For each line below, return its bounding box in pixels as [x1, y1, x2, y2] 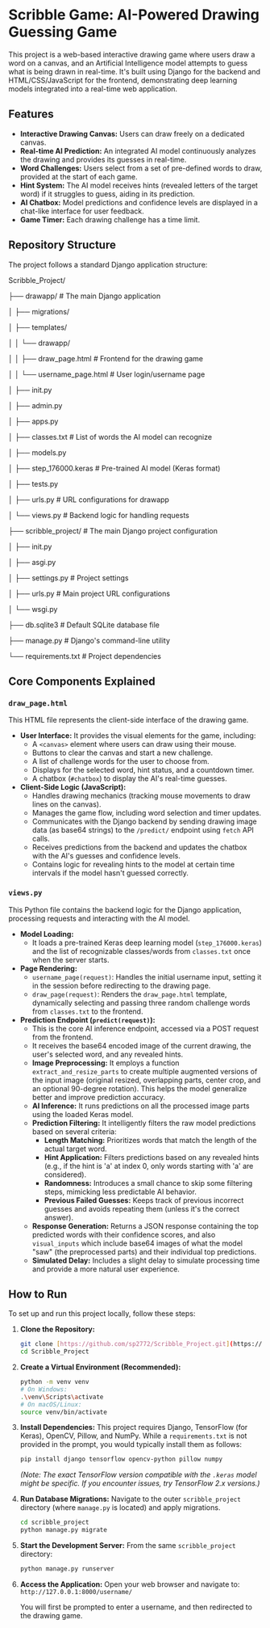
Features [8, 108, 54, 121]
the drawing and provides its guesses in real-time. [19, 154, 187, 164]
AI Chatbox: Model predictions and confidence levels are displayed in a [19, 197, 258, 207]
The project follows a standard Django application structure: [8, 259, 208, 269]
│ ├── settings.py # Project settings [8, 572, 129, 583]
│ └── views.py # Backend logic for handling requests [8, 510, 189, 520]
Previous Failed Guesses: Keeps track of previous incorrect [44, 1195, 244, 1205]
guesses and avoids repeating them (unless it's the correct [44, 1204, 240, 1213]
